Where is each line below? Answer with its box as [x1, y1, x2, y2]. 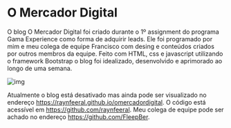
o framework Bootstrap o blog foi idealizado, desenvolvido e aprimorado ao [7, 56, 223, 65]
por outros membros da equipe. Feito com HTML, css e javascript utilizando [7, 50, 223, 58]
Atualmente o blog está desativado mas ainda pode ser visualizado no [7, 91, 207, 99]
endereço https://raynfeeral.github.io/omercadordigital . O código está [7, 98, 206, 106]
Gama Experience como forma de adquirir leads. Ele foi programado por [7, 34, 213, 43]
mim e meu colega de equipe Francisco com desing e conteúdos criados [7, 42, 214, 50]
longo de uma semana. [7, 64, 73, 72]
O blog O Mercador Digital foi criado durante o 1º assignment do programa [7, 28, 219, 36]
